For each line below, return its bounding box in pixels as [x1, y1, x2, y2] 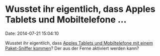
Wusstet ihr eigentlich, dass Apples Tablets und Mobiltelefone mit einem [5, 40, 153, 46]
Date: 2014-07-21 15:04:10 [5, 30, 59, 36]
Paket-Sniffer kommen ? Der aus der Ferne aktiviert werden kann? [5, 45, 139, 51]
